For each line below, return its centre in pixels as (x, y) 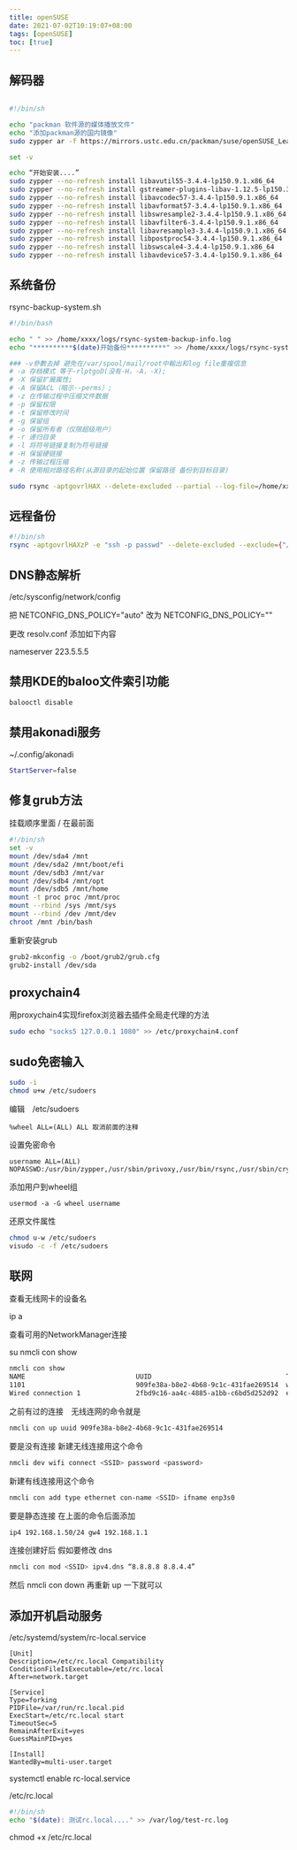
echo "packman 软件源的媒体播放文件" (72, 125)
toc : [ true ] (31, 42)
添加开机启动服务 (56, 1616)
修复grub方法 (46, 800)
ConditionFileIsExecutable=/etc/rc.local (87, 1670)
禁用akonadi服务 (55, 732)
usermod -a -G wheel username (65, 1203)
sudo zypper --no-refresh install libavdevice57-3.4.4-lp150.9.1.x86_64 (146, 256)
